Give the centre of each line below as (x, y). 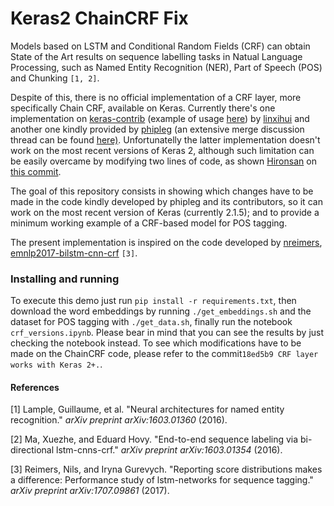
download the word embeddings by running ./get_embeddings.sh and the (161, 311)
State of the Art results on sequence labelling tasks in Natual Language (156, 56)
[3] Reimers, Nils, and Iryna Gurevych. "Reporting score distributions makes (166, 469)
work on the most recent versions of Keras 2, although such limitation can (162, 150)
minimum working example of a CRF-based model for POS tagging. (149, 223)
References (35, 387)
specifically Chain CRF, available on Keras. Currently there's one (143, 108)
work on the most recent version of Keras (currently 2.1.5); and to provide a (165, 212)
